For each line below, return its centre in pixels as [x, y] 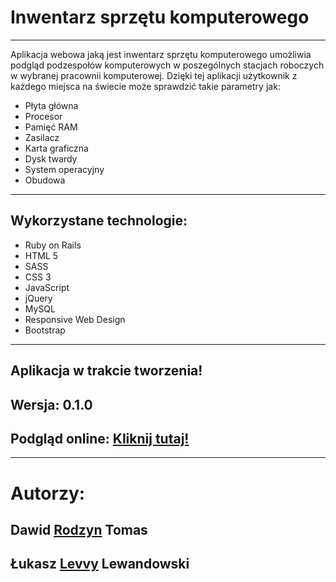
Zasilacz [42, 137]
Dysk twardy [51, 158]
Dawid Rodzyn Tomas [79, 529]
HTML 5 [41, 255]
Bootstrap [45, 330]
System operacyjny [64, 169]
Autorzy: [48, 493]
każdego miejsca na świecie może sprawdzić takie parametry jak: [145, 86]
